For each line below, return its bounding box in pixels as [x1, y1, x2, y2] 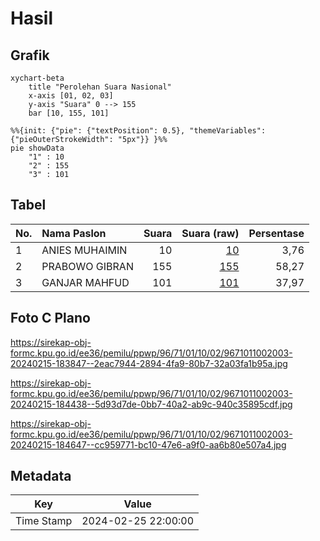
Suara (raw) [181, 226, 240, 240]
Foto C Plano [10, 310, 91, 327]
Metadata [10, 468, 72, 485]
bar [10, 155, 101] [28, 108, 110, 118]
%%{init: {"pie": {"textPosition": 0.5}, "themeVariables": [10, 126, 267, 136]
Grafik [10, 47, 50, 64]
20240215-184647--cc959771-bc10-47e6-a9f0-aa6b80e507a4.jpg [10, 438, 287, 451]
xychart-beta [10, 73, 65, 83]
